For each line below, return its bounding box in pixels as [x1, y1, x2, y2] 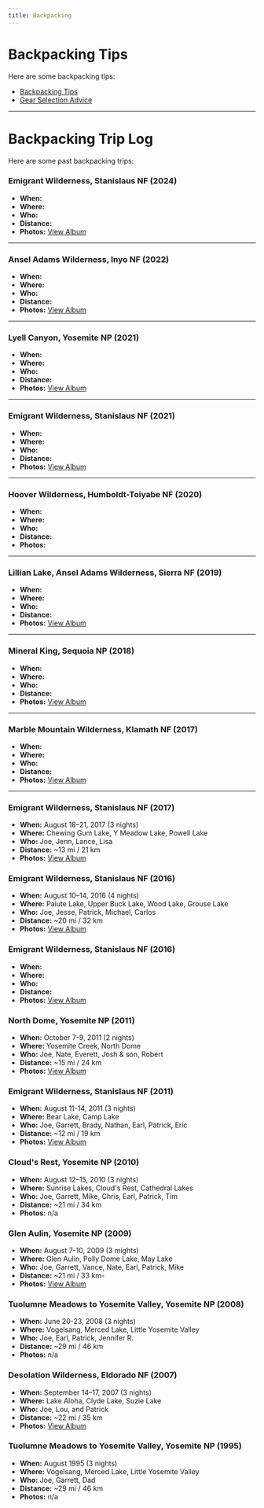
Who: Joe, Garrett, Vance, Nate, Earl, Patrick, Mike [19, 1262, 185, 1271]
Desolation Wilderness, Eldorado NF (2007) [8, 1370, 178, 1381]
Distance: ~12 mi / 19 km [19, 1129, 101, 1138]
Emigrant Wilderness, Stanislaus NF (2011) [8, 1086, 174, 1097]
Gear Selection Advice [19, 95, 93, 105]
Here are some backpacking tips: [8, 72, 115, 81]
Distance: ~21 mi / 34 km [19, 1200, 102, 1209]
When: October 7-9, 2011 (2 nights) [19, 1033, 135, 1042]
